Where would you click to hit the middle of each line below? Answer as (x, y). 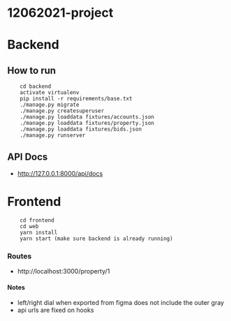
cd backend (36, 87)
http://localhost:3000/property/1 (64, 271)
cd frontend (37, 220)
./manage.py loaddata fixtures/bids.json (81, 129)
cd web (29, 226)
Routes (20, 256)
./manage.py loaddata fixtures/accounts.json (87, 117)
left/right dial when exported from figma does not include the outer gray (121, 303)
